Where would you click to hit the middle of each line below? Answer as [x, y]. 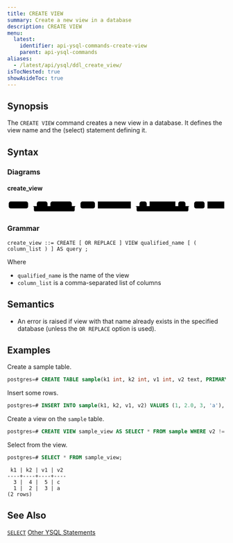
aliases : [20, 59]
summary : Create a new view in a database [69, 20]
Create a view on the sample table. [56, 419]
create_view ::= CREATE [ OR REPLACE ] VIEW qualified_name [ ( [102, 243]
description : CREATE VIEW [44, 26]
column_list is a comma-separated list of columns [89, 282]
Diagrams [24, 172]
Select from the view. [37, 445]
